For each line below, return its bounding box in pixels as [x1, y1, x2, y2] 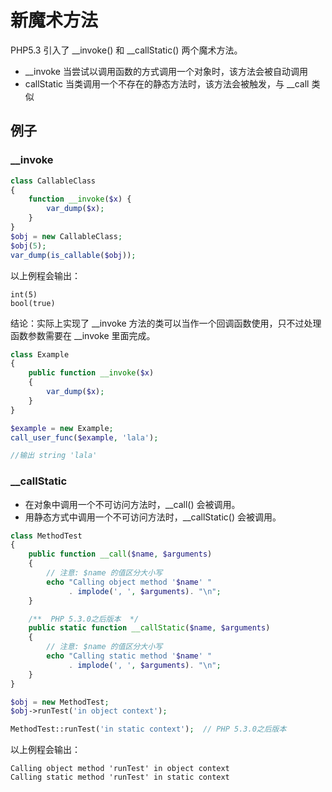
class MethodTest [10, 531, 83, 541]
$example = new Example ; [10, 423, 114, 433]
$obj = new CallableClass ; [10, 231, 123, 241]
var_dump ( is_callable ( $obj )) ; [10, 250, 137, 260]
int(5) [10, 289, 38, 300]
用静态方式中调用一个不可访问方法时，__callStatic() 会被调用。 [24, 511, 282, 523]
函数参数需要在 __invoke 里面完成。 [10, 329, 156, 341]
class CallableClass [10, 176, 97, 186]
